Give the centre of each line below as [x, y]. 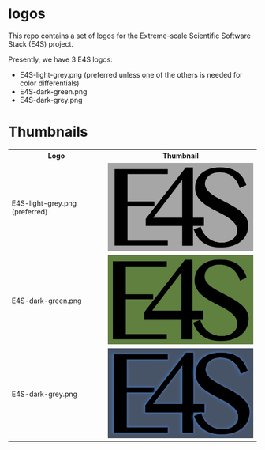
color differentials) [49, 83]
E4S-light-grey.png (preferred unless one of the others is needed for [131, 74]
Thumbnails [48, 132]
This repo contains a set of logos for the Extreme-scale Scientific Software [129, 36]
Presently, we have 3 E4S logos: [60, 59]
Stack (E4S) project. [41, 43]
